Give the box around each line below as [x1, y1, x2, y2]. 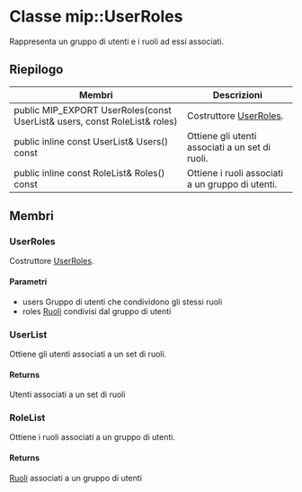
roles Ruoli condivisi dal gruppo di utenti [22, 305, 172, 316]
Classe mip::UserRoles [9, 6, 183, 27]
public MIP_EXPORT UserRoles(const [13, 103, 173, 116]
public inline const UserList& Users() [13, 135, 169, 147]
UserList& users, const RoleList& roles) [13, 115, 178, 127]
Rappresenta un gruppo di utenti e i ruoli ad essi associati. [9, 36, 225, 47]
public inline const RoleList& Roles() [13, 166, 165, 179]
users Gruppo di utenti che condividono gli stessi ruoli [22, 296, 223, 307]
